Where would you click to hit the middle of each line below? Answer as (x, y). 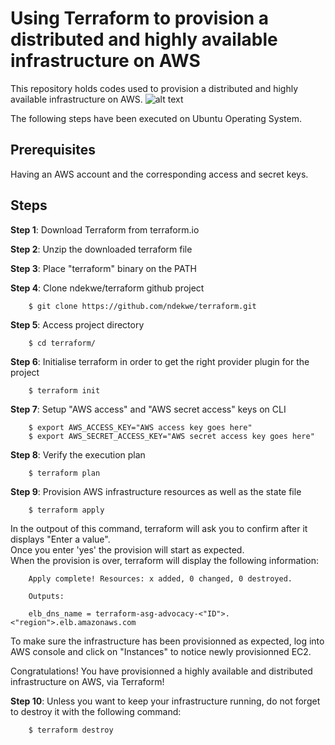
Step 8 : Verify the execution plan (78, 454)
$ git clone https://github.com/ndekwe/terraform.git (142, 306)
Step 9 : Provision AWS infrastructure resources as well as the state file (156, 491)
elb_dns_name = (60, 613)
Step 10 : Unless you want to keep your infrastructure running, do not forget (165, 701)
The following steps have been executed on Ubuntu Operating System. (156, 118)
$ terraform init (64, 390)
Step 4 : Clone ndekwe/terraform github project (107, 288)
